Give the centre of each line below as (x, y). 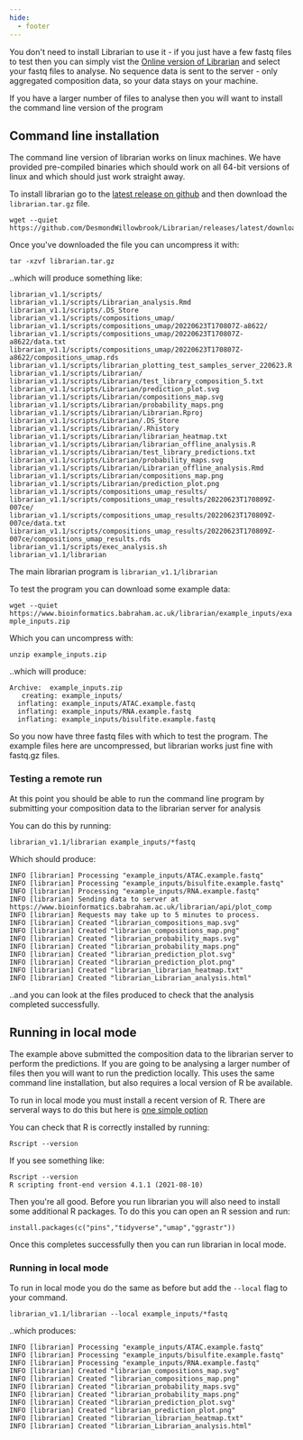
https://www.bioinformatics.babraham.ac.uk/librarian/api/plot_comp (141, 907)
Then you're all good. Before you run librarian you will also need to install (145, 1202)
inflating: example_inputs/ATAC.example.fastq (106, 704)
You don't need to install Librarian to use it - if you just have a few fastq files (151, 51)
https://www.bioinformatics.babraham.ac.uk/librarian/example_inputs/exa (151, 614)
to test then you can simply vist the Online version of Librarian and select (145, 61)
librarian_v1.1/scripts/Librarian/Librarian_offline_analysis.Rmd (137, 468)
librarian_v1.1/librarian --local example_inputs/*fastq (119, 1314)
